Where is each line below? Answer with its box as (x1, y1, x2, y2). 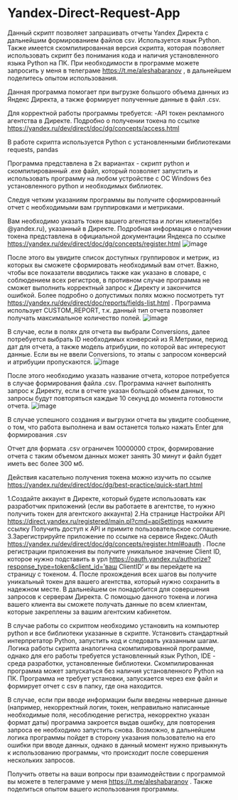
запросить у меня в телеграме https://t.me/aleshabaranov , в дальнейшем (7, 66, 232, 75)
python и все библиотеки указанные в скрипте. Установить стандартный (7, 629, 229, 637)
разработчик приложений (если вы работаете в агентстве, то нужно (7, 502, 215, 510)
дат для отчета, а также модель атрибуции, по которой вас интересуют (7, 342, 226, 351)
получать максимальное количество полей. (7, 313, 141, 322)
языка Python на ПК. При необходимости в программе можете (7, 58, 200, 67)
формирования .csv (7, 430, 67, 438)
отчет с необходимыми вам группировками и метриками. (7, 202, 185, 211)
